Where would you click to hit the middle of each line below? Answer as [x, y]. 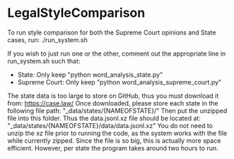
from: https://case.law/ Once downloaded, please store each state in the [113, 103]
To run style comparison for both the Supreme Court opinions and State [112, 32]
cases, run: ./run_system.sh [48, 39]
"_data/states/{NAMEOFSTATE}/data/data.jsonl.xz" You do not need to [110, 125]
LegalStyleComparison [76, 13]
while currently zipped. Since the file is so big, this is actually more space [114, 140]
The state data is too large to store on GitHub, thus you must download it [113, 96]
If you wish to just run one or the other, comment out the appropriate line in [117, 53]
